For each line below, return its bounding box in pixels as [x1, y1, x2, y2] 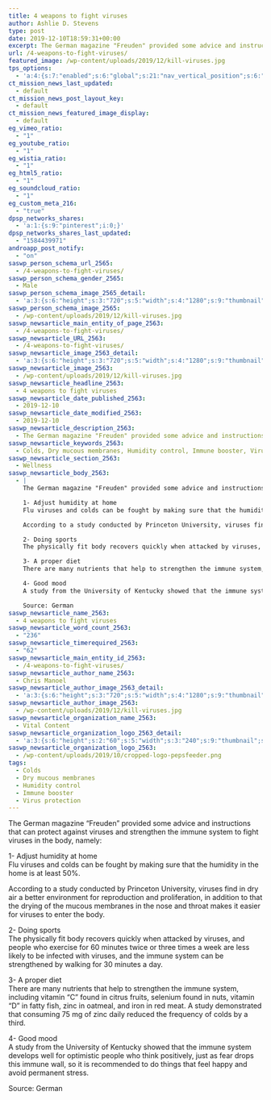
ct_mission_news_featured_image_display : [8, 110, 150, 118]
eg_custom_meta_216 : [8, 199, 78, 207]
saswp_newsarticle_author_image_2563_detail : [8, 684, 164, 692]
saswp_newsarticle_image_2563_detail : [8, 349, 139, 357]
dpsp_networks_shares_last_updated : [8, 229, 131, 238]
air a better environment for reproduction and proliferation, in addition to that [8, 893, 263, 902]
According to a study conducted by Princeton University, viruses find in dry [8, 884, 259, 894]
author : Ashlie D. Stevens [8, 19, 99, 27]
